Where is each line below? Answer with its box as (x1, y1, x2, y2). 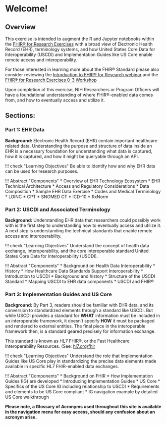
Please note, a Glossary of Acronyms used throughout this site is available (5, 404, 162, 410)
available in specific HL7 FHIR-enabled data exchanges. (5, 364, 119, 370)
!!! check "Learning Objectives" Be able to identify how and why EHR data (5, 163, 156, 169)
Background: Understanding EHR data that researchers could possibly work (5, 217, 161, 223)
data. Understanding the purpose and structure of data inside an (20, 143, 152, 149)
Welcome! (5, 3, 48, 14)
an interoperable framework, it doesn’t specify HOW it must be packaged (5, 318, 155, 324)
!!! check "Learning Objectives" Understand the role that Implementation (5, 353, 153, 359)
